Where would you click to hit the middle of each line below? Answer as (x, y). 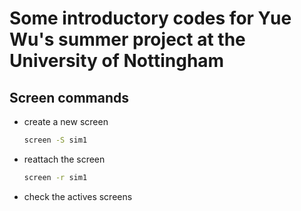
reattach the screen (64, 159)
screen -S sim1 (55, 140)
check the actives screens (78, 196)
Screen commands (69, 97)
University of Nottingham (117, 61)
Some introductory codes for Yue (150, 18)
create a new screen (66, 121)
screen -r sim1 (55, 177)
